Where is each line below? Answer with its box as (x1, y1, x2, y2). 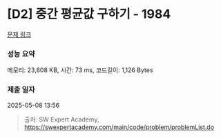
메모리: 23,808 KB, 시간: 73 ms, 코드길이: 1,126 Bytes (7, 66, 153, 74)
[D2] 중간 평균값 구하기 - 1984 (7, 6, 171, 22)
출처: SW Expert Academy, (23, 115, 99, 124)
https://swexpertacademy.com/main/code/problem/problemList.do (23, 123, 215, 131)
